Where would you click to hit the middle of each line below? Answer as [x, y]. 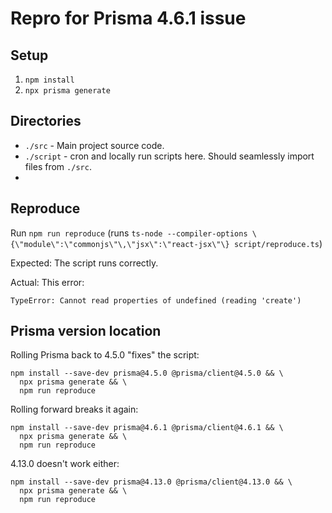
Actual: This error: [47, 282]
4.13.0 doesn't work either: [65, 464]
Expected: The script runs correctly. [84, 263]
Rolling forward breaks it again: [74, 409]
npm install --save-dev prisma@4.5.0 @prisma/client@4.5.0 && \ [147, 373]
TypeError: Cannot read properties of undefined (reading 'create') [156, 300]
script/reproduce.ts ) [278, 243]
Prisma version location [86, 331]
